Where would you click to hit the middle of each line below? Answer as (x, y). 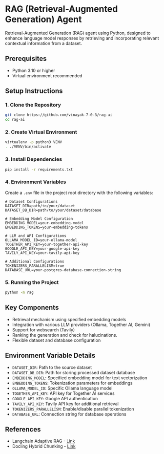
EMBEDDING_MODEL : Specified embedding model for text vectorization (80, 378)
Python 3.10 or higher (33, 70)
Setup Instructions (34, 91)
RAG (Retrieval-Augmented (61, 9)
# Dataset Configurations (31, 201)
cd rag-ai (15, 120)
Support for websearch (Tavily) (43, 330)
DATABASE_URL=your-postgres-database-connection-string (63, 270)
